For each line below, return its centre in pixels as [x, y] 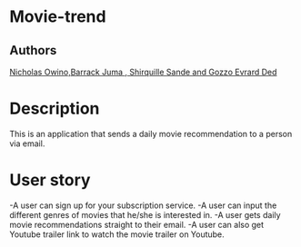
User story [50, 180]
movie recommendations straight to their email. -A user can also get [137, 224]
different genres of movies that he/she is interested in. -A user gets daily [145, 214]
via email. [27, 143]
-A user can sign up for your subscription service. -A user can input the [143, 205]
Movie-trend [58, 17]
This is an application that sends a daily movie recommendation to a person [151, 133]
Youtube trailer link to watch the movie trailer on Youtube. [117, 234]
